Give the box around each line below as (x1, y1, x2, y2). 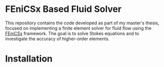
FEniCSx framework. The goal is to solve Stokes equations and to (5, 30, 140, 36)
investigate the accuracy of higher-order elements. (5, 36, 110, 42)
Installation (5, 53, 53, 65)
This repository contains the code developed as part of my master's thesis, (5, 20, 160, 26)
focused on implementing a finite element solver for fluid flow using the (5, 25, 152, 31)
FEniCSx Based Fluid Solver (5, 3, 122, 15)
